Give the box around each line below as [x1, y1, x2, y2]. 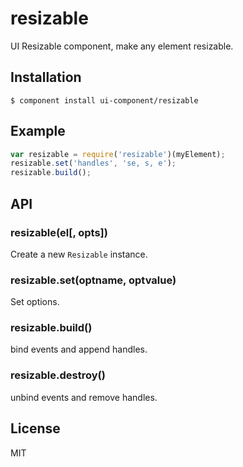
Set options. [10, 296, 60, 308]
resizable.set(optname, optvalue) [10, 273, 177, 287]
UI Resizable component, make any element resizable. [10, 40, 234, 52]
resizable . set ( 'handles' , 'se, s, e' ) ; [10, 158, 177, 169]
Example [10, 123, 66, 140]
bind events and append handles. [10, 343, 148, 356]
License [10, 420, 61, 437]
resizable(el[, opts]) [10, 225, 108, 239]
